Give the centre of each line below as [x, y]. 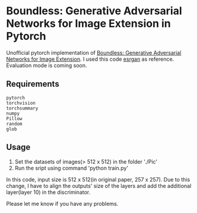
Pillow [14, 118]
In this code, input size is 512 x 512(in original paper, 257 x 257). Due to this [98, 179]
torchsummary [22, 108]
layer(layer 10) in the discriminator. [48, 192]
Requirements [33, 84]
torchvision [21, 103]
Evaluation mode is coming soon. [47, 65]
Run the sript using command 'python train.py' [72, 168]
